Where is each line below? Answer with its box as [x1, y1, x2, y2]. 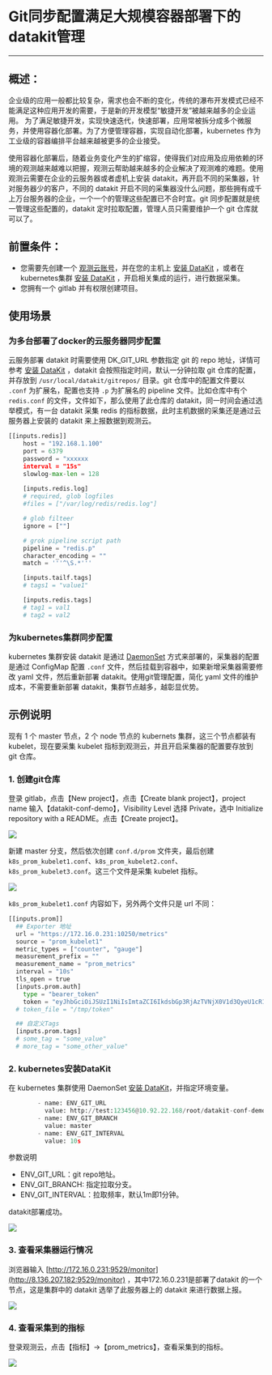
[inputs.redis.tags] [23, 596, 92, 604]
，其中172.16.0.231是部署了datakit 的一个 [126, 1275, 263, 1284]
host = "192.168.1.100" [23, 440, 104, 448]
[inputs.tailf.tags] [23, 574, 92, 582]
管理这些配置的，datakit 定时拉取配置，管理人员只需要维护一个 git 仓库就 [15, 203, 258, 213]
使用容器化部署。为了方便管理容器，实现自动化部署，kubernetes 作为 [29, 126, 261, 135]
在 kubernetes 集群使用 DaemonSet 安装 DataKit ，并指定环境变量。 [8, 1083, 233, 1093]
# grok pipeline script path [23, 536, 121, 545]
